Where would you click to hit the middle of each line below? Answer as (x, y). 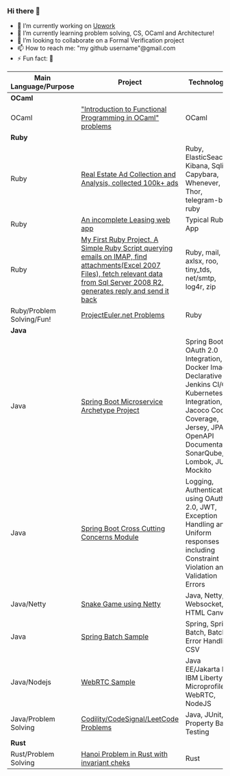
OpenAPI (200, 436)
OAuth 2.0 (202, 351)
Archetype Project (110, 410)
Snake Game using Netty (121, 604)
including (200, 550)
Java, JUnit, (204, 715)
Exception (201, 516)
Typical (197, 220)
